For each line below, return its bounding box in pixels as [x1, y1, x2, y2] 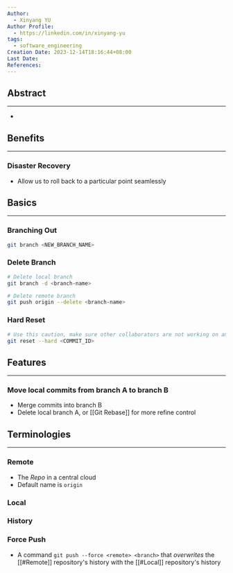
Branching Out [7, 226, 58, 236]
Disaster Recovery [7, 161, 71, 170]
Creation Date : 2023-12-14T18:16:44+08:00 [7, 49, 132, 56]
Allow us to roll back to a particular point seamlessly [17, 177, 166, 185]
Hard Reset [7, 315, 46, 325]
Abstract [7, 87, 46, 99]
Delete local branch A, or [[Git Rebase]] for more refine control [17, 408, 196, 416]
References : [7, 62, 42, 69]
